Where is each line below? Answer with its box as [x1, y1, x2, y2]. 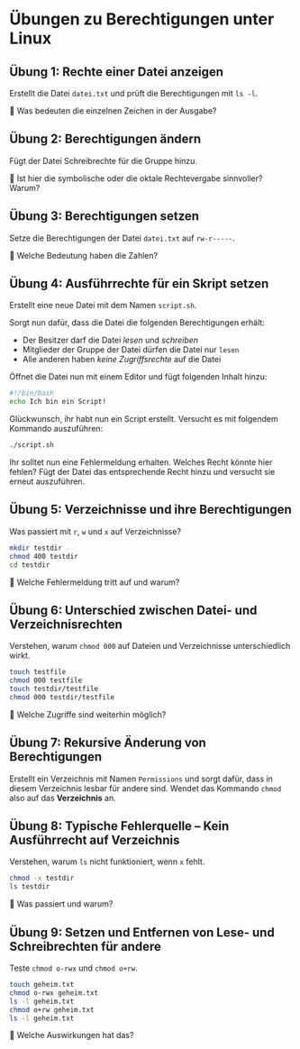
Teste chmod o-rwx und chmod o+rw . [9, 962, 138, 973]
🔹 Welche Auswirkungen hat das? [9, 1030, 134, 1041]
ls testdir [9, 882, 50, 891]
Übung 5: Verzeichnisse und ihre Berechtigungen [9, 502, 293, 517]
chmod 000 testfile [9, 676, 83, 685]
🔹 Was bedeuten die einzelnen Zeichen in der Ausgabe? [9, 105, 217, 116]
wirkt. [9, 650, 31, 661]
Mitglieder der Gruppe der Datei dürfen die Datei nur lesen [22, 344, 240, 355]
